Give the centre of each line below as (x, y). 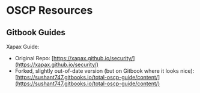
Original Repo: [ (34, 58)
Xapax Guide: (23, 46)
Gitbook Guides (36, 32)
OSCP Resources (50, 10)
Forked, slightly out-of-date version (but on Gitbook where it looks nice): (105, 71)
